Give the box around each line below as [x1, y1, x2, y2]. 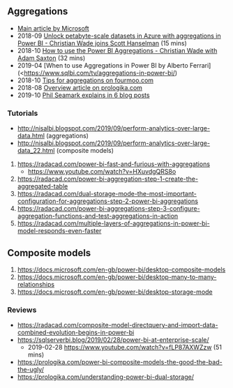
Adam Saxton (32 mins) [17, 54, 86, 62]
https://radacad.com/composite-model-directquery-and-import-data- [17, 321, 218, 329]
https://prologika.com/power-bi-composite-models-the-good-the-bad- [17, 358, 223, 366]
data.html [17, 132, 45, 140]
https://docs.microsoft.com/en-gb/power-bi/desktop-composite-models [17, 265, 226, 274]
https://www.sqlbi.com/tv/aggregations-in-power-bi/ [24, 68, 176, 77]
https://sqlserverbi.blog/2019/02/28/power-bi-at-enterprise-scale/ [17, 336, 209, 344]
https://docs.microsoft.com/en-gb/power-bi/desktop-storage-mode [17, 288, 213, 296]
